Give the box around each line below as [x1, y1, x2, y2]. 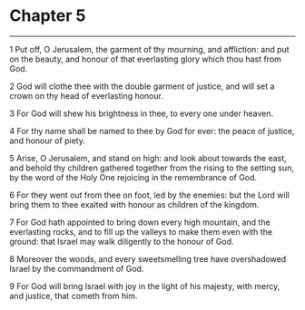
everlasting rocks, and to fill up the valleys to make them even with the [9, 226, 273, 237]
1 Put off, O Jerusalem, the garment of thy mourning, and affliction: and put [9, 44, 290, 54]
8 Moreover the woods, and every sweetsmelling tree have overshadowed [9, 253, 287, 264]
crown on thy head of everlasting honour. [9, 90, 163, 101]
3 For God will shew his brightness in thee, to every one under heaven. [9, 108, 274, 119]
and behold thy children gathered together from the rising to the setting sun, [9, 162, 295, 173]
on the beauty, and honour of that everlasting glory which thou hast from [9, 53, 281, 64]
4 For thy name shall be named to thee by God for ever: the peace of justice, [9, 125, 295, 136]
